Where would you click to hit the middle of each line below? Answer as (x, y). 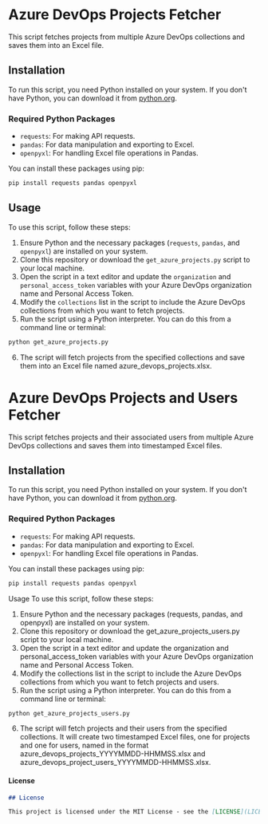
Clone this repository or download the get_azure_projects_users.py (130, 631)
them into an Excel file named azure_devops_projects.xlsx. (116, 365)
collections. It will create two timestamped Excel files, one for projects (135, 737)
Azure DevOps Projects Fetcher (115, 15)
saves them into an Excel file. (56, 45)
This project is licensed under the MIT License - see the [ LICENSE (124, 812)
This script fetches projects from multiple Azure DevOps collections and (127, 37)
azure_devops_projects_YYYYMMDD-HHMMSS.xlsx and (112, 754)
